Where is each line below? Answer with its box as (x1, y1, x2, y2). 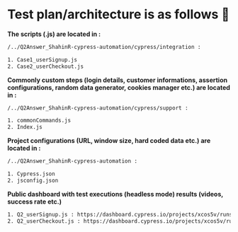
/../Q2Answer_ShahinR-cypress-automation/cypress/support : (7, 104, 189, 112)
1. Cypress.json (7, 170, 55, 178)
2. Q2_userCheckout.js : (7, 217, 81, 225)
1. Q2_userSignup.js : (7, 211, 74, 218)
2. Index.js (7, 124, 42, 131)
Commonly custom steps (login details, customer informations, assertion (7, 76, 228, 84)
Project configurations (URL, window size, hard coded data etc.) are (7, 137, 211, 145)
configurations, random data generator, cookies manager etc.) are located (7, 83, 230, 91)
